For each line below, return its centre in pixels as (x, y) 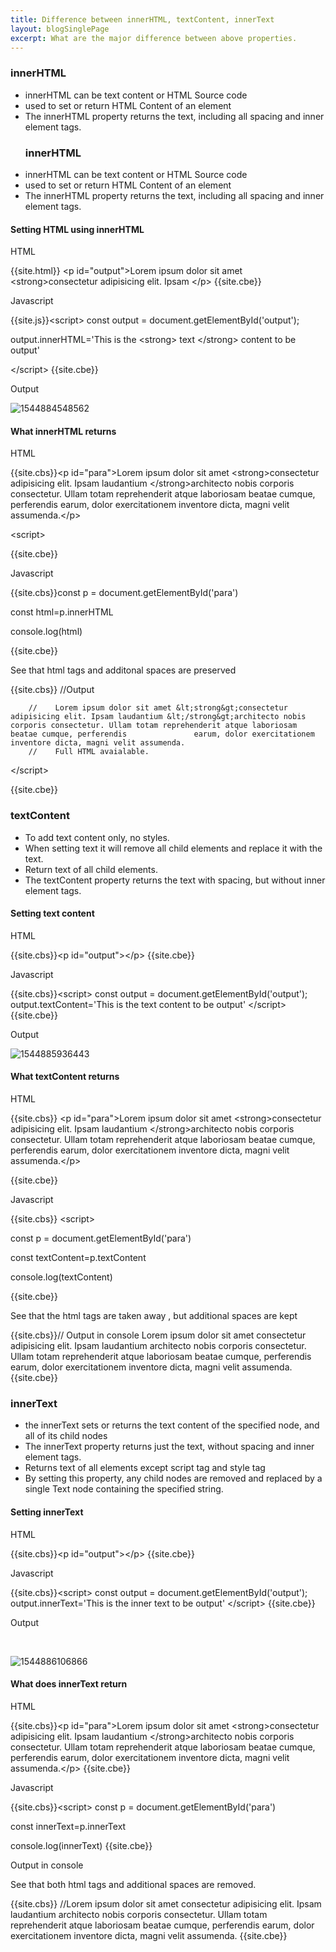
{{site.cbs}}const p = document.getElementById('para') (124, 593)
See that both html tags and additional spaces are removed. (133, 1884)
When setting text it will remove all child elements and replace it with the (173, 848)
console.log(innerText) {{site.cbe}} (81, 1845)
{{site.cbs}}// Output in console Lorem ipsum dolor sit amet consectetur (158, 1335)
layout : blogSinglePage (60, 29)
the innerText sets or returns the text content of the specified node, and (172, 1425)
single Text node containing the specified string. (124, 1489)
